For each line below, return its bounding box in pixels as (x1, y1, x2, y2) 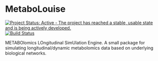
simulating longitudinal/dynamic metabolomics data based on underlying (5, 45, 154, 51)
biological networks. (5, 50, 47, 56)
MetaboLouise (5, 3, 66, 15)
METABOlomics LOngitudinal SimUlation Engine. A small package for (5, 39, 145, 45)
